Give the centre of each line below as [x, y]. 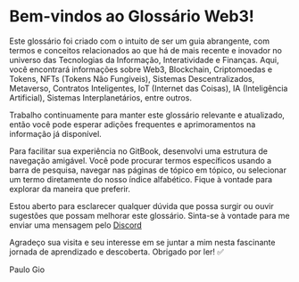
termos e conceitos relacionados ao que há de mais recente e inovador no [146, 50]
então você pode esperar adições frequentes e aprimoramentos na [133, 124]
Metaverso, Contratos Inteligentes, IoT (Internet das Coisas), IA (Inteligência [149, 88]
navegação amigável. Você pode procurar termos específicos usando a [141, 160]
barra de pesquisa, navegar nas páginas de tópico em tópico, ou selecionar [148, 170]
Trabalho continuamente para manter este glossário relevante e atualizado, [147, 115]
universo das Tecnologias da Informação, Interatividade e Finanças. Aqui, [144, 60]
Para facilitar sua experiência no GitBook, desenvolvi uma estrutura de [138, 151]
